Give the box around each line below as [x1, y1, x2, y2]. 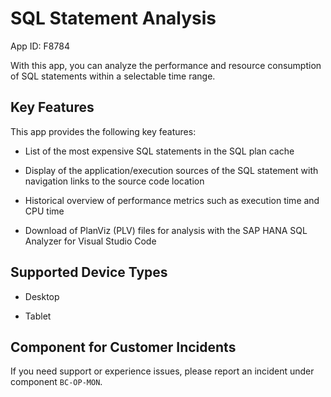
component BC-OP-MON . [10, 376, 103, 388]
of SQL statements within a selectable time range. [10, 70, 216, 82]
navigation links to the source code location [24, 175, 205, 187]
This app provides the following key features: [10, 125, 197, 137]
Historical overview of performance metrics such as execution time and [24, 194, 320, 206]
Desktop [24, 290, 60, 302]
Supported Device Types [10, 264, 168, 281]
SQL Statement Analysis [10, 7, 217, 30]
